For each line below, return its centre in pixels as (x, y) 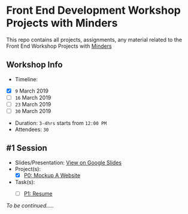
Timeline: (26, 79)
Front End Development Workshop (93, 10)
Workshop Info (34, 65)
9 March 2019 (32, 91)
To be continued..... (30, 205)
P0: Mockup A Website (52, 175)
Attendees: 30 (32, 129)
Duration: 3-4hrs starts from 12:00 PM (61, 123)
